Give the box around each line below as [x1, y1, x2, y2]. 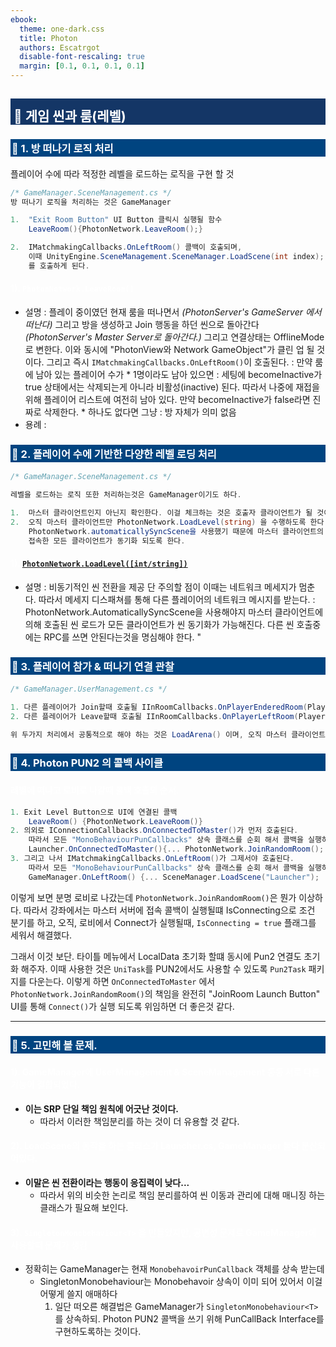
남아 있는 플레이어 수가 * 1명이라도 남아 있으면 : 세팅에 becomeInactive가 [35, 369, 323, 381]
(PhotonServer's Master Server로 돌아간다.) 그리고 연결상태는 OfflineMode [24, 331, 325, 343]
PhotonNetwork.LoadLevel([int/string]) [21, 559, 188, 570]
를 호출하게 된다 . [28, 261, 90, 271]
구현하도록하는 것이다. [54, 1326, 142, 1338]
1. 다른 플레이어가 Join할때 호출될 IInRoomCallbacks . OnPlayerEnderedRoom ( [10, 702, 308, 712]
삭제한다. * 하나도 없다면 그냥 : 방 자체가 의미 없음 [43, 406, 237, 418]
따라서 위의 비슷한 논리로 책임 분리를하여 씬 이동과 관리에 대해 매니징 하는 [39, 1189, 326, 1201]
